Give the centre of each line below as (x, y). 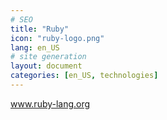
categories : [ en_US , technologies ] (84, 76)
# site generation (48, 57)
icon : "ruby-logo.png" (57, 38)
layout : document (46, 66)
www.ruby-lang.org (50, 103)
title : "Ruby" (40, 29)
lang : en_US (35, 47)
